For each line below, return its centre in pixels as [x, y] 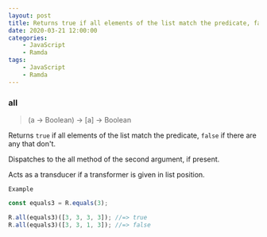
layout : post [30, 16]
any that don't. [32, 143]
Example [21, 189]
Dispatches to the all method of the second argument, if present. [114, 159]
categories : [28, 38]
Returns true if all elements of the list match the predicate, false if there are [132, 135]
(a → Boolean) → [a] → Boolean [79, 119]
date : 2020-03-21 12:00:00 [53, 30]
